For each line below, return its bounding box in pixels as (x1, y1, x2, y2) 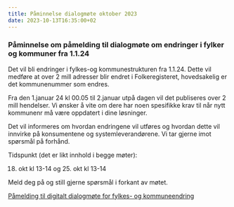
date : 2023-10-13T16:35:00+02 (8, 17, 97, 24)
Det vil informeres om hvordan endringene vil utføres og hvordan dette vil (8, 122, 221, 130)
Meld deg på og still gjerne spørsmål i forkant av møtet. (8, 177, 168, 187)
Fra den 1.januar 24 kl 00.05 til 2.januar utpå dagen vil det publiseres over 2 (8, 93, 227, 102)
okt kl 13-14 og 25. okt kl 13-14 (18, 164, 107, 172)
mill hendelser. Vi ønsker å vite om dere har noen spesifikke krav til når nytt (8, 101, 226, 109)
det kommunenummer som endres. (8, 80, 110, 88)
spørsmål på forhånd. (8, 137, 70, 145)
